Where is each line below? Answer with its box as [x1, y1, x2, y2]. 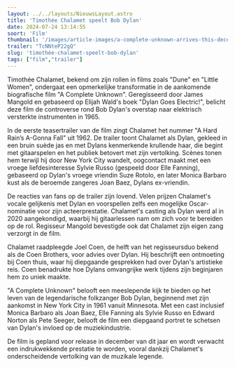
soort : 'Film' [7, 29, 49, 37]
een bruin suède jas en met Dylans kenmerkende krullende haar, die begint [7, 141, 223, 149]
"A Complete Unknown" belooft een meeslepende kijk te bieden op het [7, 286, 211, 295]
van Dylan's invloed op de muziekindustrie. [7, 323, 131, 332]
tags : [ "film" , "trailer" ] [7, 56, 83, 63]
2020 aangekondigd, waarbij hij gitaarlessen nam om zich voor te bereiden [7, 214, 223, 222]
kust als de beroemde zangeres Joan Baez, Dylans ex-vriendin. [7, 178, 190, 187]
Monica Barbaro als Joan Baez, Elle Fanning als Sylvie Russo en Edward [7, 308, 215, 316]
